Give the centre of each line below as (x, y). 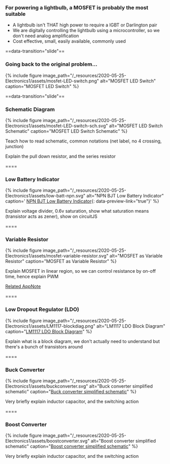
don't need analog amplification (46, 36)
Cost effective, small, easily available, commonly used (69, 41)
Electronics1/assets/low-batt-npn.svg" (45, 196)
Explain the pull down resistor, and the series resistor (60, 156)
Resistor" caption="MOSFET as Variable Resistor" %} (61, 262)
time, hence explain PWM (32, 277)
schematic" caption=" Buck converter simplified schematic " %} (71, 392)
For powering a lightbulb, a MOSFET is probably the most (77, 8)
